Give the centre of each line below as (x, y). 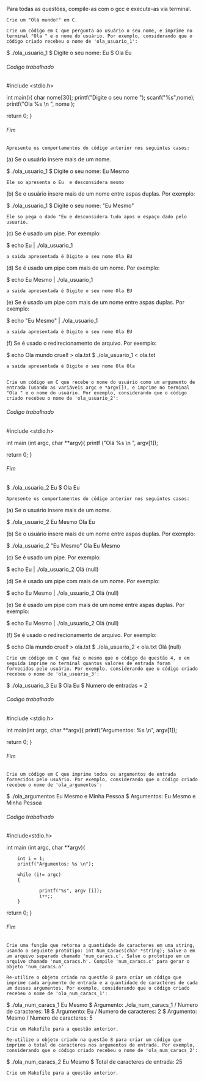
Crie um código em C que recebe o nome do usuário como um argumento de (101, 382)
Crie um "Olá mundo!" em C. (42, 20)
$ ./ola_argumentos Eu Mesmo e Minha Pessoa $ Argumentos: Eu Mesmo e (101, 797)
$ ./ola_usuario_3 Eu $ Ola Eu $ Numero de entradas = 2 (77, 685)
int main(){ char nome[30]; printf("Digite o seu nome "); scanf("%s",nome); (101, 98)
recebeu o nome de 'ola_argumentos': (54, 785)
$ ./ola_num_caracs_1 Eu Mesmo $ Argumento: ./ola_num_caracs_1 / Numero (102, 1004)
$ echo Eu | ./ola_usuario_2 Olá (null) (53, 569)
